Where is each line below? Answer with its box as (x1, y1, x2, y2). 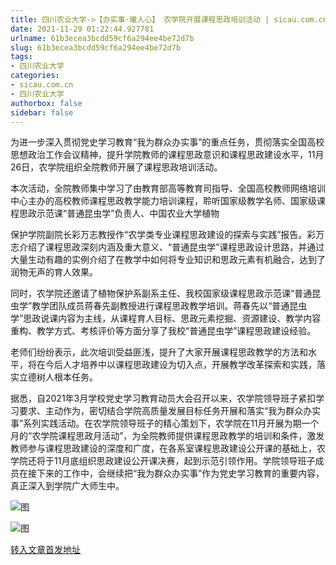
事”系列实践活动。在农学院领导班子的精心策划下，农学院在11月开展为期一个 (10, 417, 320, 430)
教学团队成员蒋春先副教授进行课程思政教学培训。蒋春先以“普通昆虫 (31, 300, 308, 312)
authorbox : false (10, 98, 83, 108)
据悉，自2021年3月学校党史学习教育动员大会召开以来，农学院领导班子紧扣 (10, 392, 317, 405)
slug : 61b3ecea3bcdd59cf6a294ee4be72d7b (10, 42, 182, 53)
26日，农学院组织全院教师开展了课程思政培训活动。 (10, 161, 223, 173)
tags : (10, 52, 33, 62)
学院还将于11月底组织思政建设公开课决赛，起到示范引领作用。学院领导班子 (10, 455, 316, 467)
